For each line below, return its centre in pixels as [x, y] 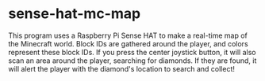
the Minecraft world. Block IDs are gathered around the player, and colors [128, 43]
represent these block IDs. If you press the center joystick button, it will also [132, 52]
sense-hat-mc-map [75, 14]
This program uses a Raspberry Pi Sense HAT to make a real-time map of [128, 35]
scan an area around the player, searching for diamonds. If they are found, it [132, 61]
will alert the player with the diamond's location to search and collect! [122, 68]
